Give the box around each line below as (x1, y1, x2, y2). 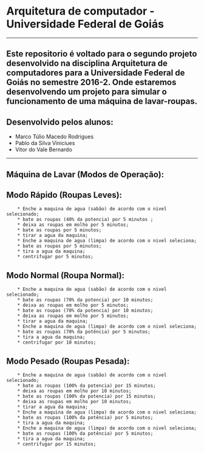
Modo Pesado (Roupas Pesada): (6, 356, 130, 366)
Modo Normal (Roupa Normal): (6, 270, 125, 281)
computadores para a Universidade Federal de (6, 68, 185, 78)
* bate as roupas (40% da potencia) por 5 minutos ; (17, 217, 154, 223)
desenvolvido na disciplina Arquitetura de (6, 58, 168, 69)
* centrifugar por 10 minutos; (17, 339, 97, 346)
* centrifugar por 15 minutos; (17, 441, 97, 447)
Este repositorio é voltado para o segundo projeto (6, 49, 197, 59)
